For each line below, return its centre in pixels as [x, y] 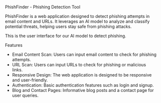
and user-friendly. [30, 80]
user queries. [25, 95]
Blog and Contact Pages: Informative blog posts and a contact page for [83, 90]
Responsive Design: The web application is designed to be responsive [82, 75]
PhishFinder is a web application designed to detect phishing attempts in [77, 16]
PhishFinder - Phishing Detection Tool [43, 7]
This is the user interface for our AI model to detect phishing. [66, 36]
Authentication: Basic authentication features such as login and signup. [83, 85]
